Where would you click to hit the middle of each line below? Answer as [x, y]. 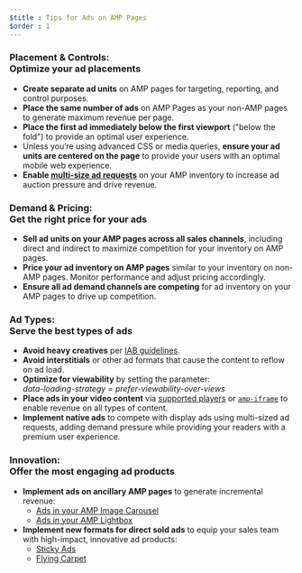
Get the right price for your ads [78, 219]
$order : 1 [30, 26]
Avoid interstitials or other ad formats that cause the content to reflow [154, 360]
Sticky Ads [56, 549]
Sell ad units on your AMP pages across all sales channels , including [152, 239]
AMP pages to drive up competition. [89, 296]
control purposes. [55, 98]
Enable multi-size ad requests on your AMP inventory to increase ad [151, 175]
